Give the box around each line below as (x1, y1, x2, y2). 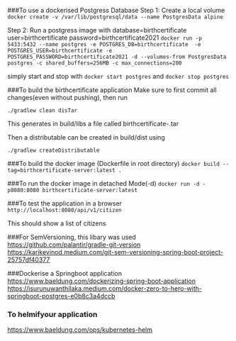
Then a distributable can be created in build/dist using (7, 133, 165, 141)
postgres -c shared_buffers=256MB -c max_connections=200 (7, 60, 182, 67)
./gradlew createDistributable (7, 147, 100, 154)
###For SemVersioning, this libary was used (7, 233, 136, 241)
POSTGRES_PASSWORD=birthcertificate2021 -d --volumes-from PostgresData (7, 53, 227, 60)
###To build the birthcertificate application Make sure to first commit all (7, 86, 218, 94)
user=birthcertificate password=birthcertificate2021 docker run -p (7, 33, 202, 42)
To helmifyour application (7, 309, 98, 319)
